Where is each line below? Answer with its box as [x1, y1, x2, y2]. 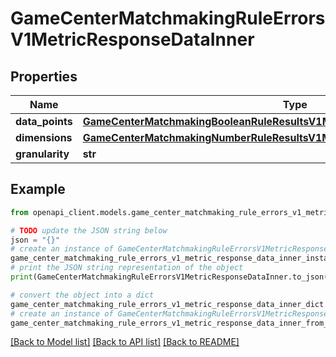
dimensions [15, 131, 73, 144]
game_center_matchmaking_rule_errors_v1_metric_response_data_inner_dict [10, 299, 325, 309]
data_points [15, 115, 73, 128]
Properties [10, 68, 78, 85]
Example [10, 181, 66, 198]
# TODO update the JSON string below [10, 225, 168, 236]
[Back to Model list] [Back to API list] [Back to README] [10, 336, 240, 348]
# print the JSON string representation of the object [10, 263, 244, 273]
